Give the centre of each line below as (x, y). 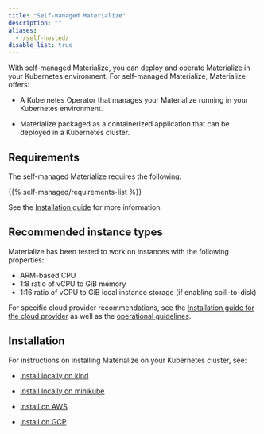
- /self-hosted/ (42, 38)
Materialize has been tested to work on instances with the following (118, 251)
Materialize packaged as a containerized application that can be (124, 124)
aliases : (23, 30)
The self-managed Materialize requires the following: (95, 176)
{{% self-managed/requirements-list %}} (75, 192)
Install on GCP (43, 421)
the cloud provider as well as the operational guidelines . (100, 316)
